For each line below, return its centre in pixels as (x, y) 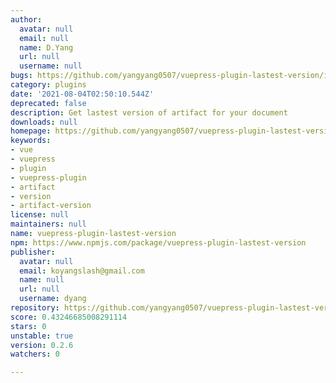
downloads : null (44, 122)
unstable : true (42, 336)
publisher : (33, 252)
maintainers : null (48, 224)
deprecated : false (48, 103)
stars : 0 (28, 326)
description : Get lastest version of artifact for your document (149, 112)
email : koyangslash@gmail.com (82, 271)
